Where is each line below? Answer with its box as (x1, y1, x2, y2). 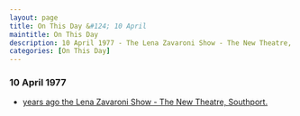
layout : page (9, 13, 59, 22)
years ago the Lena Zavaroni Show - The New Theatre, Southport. (22, 96, 268, 108)
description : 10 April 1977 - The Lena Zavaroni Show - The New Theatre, (9, 38, 293, 48)
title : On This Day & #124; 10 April (9, 22, 147, 31)
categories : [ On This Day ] (9, 47, 111, 56)
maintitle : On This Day (9, 30, 99, 39)
